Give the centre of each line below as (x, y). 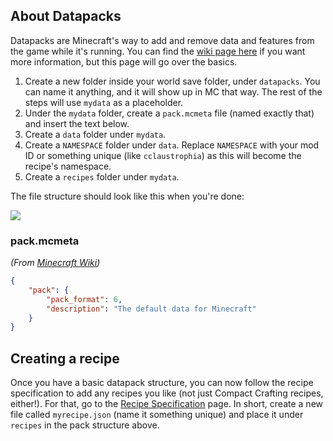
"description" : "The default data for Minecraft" (151, 309)
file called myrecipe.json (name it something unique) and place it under (157, 415)
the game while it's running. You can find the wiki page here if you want (158, 51)
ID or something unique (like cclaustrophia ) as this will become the (163, 155)
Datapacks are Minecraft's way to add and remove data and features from (162, 40)
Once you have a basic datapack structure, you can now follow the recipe (162, 383)
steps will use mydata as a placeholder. (104, 102)
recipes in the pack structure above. (85, 425)
